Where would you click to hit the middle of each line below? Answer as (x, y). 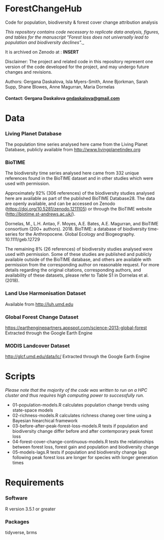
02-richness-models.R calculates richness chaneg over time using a (82, 415)
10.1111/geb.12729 (23, 240)
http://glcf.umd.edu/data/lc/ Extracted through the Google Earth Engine (78, 357)
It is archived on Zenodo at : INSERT (42, 52)
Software (17, 498)
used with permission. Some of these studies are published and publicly (78, 254)
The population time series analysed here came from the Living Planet (76, 144)
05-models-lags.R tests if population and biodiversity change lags (79, 452)
